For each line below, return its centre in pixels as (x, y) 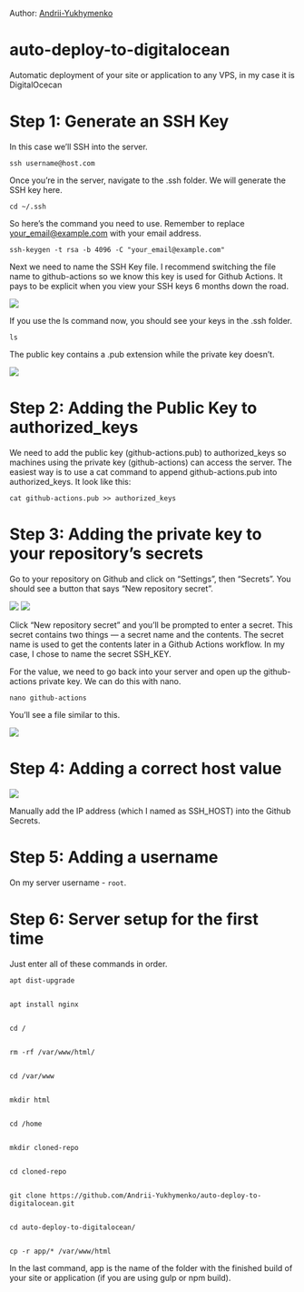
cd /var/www (32, 1076)
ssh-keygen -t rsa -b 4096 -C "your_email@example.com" (117, 249)
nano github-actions (49, 698)
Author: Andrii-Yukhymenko (61, 13)
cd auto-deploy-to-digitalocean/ (73, 1227)
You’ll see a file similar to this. (65, 714)
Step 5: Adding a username (114, 857)
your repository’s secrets (107, 553)
